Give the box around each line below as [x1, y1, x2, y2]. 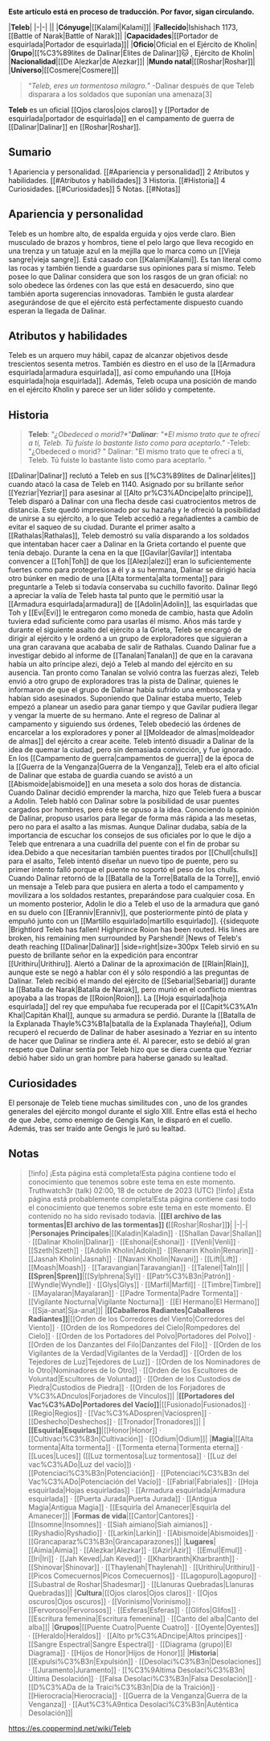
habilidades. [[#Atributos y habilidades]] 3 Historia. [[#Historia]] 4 [8, 175, 226, 185]
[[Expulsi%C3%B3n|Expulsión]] [27, 1656, 134, 1666]
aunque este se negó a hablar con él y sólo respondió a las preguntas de [8, 967, 249, 978]
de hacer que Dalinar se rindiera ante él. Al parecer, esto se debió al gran [8, 1036, 251, 1046]
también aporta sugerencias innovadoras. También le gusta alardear [8, 289, 235, 298]
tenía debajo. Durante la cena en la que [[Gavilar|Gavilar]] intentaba [8, 548, 232, 558]
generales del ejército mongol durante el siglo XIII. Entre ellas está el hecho [8, 1107, 257, 1116]
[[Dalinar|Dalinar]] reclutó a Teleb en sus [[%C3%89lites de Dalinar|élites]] [8, 471, 256, 480]
